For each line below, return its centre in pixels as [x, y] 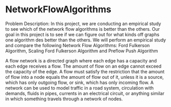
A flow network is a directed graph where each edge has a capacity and [81, 60]
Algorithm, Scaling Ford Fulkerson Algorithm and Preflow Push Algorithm [82, 51]
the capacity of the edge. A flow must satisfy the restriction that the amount [85, 71]
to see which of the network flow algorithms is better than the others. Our [82, 29]
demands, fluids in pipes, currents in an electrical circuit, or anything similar [85, 93]
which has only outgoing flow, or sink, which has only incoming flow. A [80, 82]
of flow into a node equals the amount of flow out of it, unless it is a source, [85, 77]
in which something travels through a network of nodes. [64, 99]
